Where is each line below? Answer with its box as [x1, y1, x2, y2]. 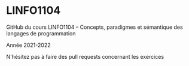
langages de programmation [6, 29, 76, 37]
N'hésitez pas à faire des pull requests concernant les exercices [6, 53, 164, 60]
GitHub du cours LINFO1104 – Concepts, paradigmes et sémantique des [6, 23, 184, 31]
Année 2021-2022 [6, 41, 51, 49]
